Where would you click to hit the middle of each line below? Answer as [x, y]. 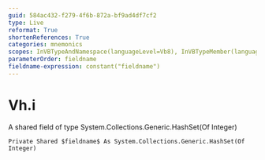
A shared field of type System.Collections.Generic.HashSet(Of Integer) [123, 127]
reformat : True [33, 30]
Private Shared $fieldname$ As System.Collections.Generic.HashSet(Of [127, 141]
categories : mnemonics [45, 45]
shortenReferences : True [49, 37]
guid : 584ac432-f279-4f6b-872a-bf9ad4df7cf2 [82, 15]
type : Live [26, 23]
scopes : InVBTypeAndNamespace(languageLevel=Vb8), [93, 52]
